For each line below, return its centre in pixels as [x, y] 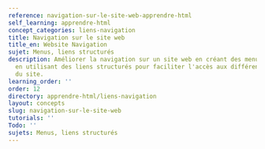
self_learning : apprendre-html [60, 23]
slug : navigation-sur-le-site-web [65, 111]
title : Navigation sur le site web [67, 37]
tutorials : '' [32, 118]
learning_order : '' [40, 81]
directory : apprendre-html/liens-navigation [82, 96]
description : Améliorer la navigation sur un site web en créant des [125, 60]
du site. [30, 74]
